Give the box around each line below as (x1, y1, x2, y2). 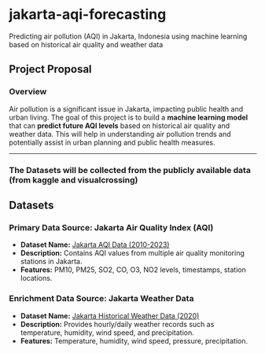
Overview (9, 86, 47, 97)
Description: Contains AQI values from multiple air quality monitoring (20, 248, 245, 258)
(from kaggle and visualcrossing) (9, 175, 138, 186)
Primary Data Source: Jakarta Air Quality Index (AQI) (9, 222, 214, 233)
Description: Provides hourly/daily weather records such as (20, 319, 215, 329)
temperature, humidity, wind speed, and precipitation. (20, 328, 195, 337)
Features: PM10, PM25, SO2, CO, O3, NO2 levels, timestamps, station (20, 265, 247, 274)
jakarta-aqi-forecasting (9, 6, 167, 24)
